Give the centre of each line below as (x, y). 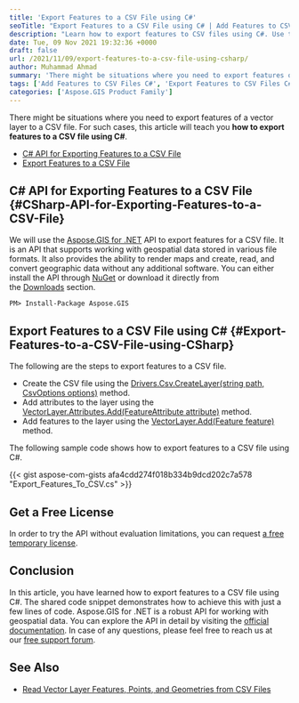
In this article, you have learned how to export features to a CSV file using (144, 592)
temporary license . (44, 543)
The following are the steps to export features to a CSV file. (118, 367)
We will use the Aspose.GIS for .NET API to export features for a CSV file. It (147, 240)
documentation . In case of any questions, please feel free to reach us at (141, 630)
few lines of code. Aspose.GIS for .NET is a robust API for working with (139, 611)
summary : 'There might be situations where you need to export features (147, 76)
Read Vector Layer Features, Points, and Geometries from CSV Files (146, 689)
